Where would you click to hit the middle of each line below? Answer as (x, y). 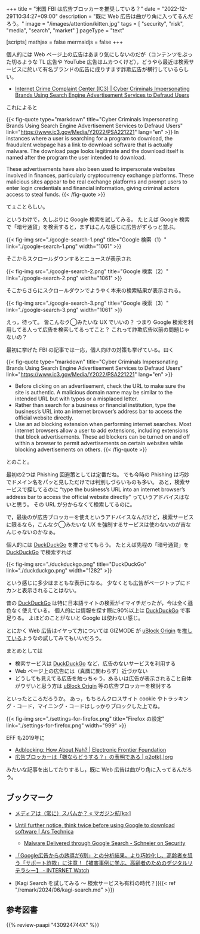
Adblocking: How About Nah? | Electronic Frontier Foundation (90, 750)
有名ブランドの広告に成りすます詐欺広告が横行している (111, 69)
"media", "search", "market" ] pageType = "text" (65, 30)
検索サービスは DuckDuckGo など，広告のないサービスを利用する (95, 663)
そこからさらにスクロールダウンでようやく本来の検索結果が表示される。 (95, 290)
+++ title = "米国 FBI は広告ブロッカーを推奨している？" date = (83, 9)
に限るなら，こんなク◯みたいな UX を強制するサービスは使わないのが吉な (99, 524)
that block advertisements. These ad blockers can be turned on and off (102, 437)
